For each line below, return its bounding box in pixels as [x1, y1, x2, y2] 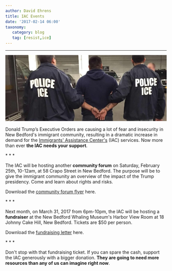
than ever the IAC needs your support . [5, 142, 88, 149]
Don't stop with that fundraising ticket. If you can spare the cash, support [5, 249, 160, 255]
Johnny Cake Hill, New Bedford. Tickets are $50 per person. [5, 219, 133, 225]
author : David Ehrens [5, 8, 52, 13]
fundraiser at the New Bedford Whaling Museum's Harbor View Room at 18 [5, 214, 164, 220]
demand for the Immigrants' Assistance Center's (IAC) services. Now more [5, 137, 163, 143]
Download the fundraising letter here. [5, 230, 84, 235]
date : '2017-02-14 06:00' [5, 19, 60, 24]
